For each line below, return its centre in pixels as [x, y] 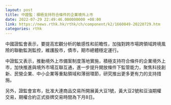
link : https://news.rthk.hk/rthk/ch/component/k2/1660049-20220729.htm [83, 24]
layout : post [19, 10]
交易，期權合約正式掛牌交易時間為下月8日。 [51, 97]
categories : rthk [24, 29]
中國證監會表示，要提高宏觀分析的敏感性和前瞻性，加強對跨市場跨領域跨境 [83, 44]
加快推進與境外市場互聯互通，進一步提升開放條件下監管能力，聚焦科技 [88, 67]
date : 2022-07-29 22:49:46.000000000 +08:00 [53, 19]
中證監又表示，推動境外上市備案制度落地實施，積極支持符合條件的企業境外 [83, 61]
